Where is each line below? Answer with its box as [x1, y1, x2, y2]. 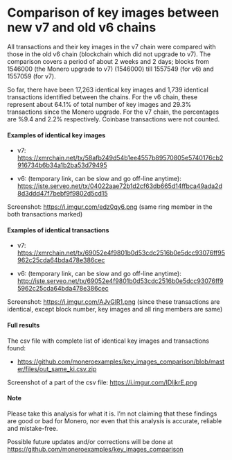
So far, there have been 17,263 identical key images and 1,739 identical [7, 85, 209, 94]
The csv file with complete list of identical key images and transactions [7, 337, 210, 345]
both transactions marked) [7, 210, 83, 219]
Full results [7, 321, 40, 329]
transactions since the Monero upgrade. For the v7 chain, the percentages [7, 108, 220, 116]
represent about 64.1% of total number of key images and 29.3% [7, 100, 192, 108]
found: [7, 343, 26, 352]
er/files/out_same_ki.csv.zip [17, 364, 97, 373]
